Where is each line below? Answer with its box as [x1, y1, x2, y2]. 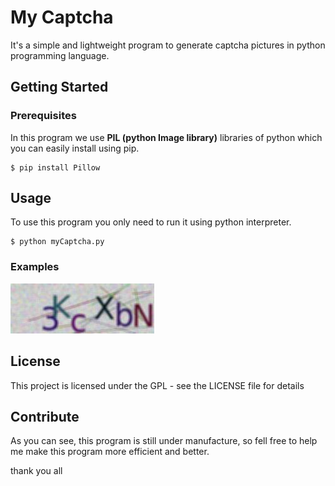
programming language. [10, 49, 110, 61]
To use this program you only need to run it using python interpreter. [10, 216, 292, 228]
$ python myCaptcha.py [10, 237, 105, 247]
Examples [10, 260, 60, 274]
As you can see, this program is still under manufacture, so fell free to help [10, 435, 318, 447]
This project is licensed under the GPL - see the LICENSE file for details [10, 379, 305, 391]
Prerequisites [10, 109, 77, 123]
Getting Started [10, 79, 109, 96]
